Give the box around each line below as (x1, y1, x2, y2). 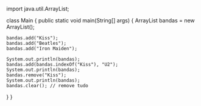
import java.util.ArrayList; (6, 5, 69, 12)
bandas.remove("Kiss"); (6, 72, 67, 78)
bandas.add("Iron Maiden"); (6, 45, 78, 51)
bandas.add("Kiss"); (6, 35, 59, 41)
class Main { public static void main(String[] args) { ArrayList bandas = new (6, 17, 195, 24)
